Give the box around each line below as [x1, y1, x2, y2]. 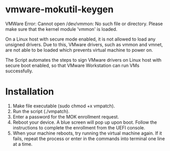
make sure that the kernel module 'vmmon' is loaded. [5, 26, 118, 32]
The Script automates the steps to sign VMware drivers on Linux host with [5, 56, 162, 63]
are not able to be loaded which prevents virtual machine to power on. [5, 47, 153, 53]
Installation [5, 86, 54, 98]
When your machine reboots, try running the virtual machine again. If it [12, 130, 162, 136]
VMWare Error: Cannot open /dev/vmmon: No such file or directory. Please [5, 21, 163, 27]
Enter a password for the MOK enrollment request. [12, 114, 119, 120]
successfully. [5, 68, 33, 74]
